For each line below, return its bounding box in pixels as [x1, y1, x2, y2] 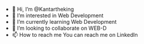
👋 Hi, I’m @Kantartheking [11, 6, 74, 12]
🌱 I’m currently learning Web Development [11, 18, 117, 25]
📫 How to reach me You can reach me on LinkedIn [11, 32, 138, 38]
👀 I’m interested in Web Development [11, 12, 104, 19]
